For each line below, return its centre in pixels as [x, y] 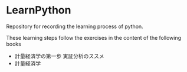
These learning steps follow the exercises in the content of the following [94, 37]
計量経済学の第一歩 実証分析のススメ [59, 56]
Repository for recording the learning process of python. [75, 26]
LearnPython [39, 10]
